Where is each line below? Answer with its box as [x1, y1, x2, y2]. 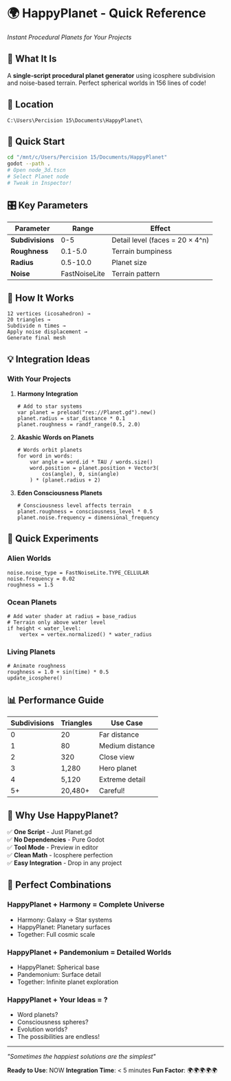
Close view [98, 753, 135, 762]
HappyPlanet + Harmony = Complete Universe [7, 900, 165, 909]
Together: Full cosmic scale [16, 930, 96, 938]
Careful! [98, 786, 125, 795]
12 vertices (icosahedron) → [7, 310, 91, 317]
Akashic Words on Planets [16, 433, 94, 442]
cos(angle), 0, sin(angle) [42, 470, 120, 478]
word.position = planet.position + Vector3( [30, 465, 159, 472]
